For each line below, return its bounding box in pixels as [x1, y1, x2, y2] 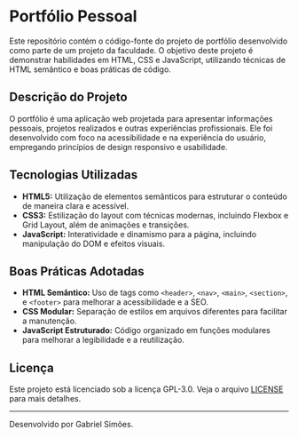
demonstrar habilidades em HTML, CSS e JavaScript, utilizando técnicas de [9, 54, 286, 65]
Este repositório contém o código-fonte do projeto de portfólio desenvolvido [9, 36, 288, 46]
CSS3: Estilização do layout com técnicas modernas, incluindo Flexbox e [21, 210, 289, 220]
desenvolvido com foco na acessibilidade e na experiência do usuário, [9, 131, 266, 143]
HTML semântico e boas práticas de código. [9, 64, 171, 75]
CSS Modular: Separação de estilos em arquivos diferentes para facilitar [21, 307, 288, 317]
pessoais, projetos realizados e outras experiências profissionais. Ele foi [9, 123, 273, 133]
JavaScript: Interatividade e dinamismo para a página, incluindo [21, 228, 257, 239]
